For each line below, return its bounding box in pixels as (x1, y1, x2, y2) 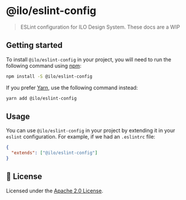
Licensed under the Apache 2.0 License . (6, 187, 104, 194)
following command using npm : (6, 62, 82, 69)
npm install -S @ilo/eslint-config (6, 73, 93, 80)
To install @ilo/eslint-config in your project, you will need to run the (6, 56, 171, 63)
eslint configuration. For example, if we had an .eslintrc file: (6, 133, 156, 140)
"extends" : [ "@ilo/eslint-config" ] (11, 150, 98, 156)
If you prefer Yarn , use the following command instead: (6, 84, 138, 91)
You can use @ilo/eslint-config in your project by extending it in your (6, 127, 176, 134)
